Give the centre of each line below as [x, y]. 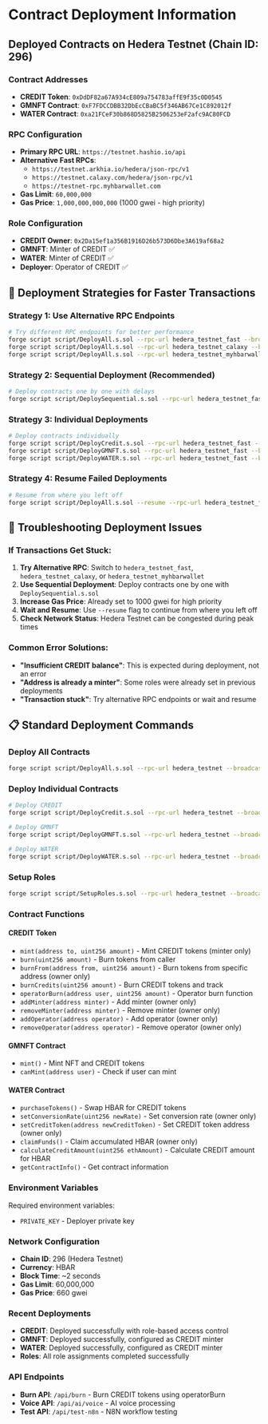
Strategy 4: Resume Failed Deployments [88, 478]
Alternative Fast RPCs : [58, 161]
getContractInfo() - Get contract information [94, 1167]
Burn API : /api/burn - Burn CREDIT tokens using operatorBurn [122, 1394]
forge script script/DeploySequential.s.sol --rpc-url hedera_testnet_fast [137, 399]
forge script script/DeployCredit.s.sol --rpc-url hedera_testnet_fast [130, 443]
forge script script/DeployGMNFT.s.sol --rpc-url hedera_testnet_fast [128, 450]
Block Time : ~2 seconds [60, 1275]
